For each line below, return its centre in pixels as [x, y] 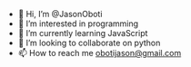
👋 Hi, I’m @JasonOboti [60, 14]
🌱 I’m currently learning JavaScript [83, 33]
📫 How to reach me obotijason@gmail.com [100, 53]
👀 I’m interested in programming [78, 24]
